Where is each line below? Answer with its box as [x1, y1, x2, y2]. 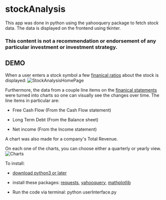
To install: [5, 160, 25, 166]
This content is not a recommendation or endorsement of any [5, 37, 157, 44]
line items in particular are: [5, 98, 60, 103]
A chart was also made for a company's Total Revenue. [5, 136, 118, 142]
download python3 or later [12, 170, 67, 176]
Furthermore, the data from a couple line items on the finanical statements [5, 87, 158, 93]
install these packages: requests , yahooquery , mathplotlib [12, 179, 131, 185]
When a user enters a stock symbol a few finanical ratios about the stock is [5, 72, 159, 78]
